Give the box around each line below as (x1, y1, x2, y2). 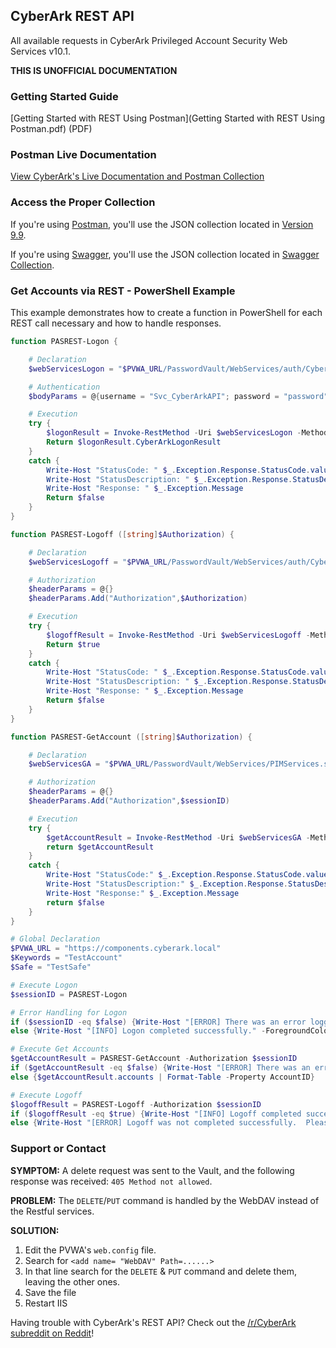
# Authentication (28, 382, 101, 392)
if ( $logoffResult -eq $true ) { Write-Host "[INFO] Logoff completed (10, 1109, 302, 1119)
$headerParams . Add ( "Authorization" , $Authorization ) (28, 594, 248, 604)
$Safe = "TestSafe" (10, 962, 92, 972)
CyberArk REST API (10, 8, 135, 25)
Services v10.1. (10, 45, 71, 57)
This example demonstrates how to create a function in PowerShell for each (10, 307, 323, 318)
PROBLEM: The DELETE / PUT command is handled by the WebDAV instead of (10, 1194, 320, 1206)
